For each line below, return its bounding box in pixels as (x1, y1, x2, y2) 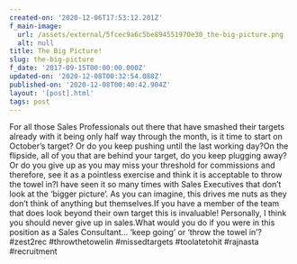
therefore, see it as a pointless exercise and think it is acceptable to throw (9, 169, 283, 180)
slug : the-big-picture (9, 55, 94, 64)
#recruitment (9, 246, 58, 257)
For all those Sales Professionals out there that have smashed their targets (9, 122, 285, 132)
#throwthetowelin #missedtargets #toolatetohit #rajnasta (49, 236, 259, 248)
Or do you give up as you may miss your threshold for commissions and (9, 159, 276, 171)
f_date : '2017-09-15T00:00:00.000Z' (9, 64, 147, 73)
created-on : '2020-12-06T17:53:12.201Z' (9, 13, 164, 23)
